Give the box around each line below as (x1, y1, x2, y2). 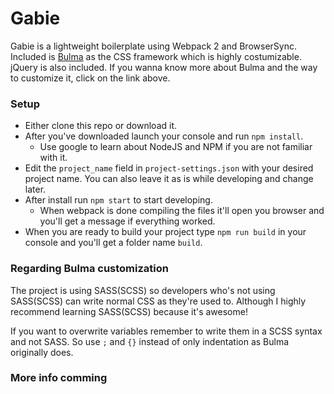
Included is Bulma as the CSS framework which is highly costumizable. (10, 50, 302, 62)
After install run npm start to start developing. (24, 194, 213, 206)
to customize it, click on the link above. (10, 72, 171, 84)
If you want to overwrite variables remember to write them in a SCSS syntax (10, 325, 323, 337)
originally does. (10, 346, 74, 358)
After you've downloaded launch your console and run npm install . (24, 130, 304, 142)
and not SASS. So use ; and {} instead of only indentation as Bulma (10, 335, 290, 347)
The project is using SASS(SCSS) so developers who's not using (10, 284, 276, 296)
